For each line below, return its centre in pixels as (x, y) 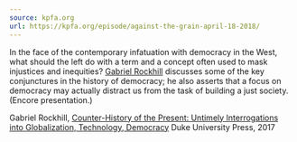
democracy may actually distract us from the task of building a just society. (149, 90)
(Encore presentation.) (51, 99)
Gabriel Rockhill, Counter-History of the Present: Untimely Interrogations (144, 118)
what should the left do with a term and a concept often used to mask (139, 62)
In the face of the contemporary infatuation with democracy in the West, (144, 52)
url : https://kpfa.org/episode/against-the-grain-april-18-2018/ (135, 26)
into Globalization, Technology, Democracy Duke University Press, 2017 (142, 127)
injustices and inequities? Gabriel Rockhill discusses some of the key (137, 71)
